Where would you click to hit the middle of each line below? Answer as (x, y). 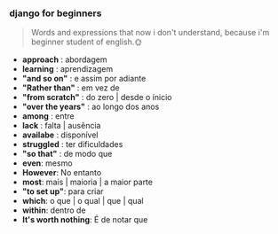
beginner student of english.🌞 (87, 42)
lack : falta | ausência (61, 126)
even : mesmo (47, 163)
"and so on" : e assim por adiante (84, 79)
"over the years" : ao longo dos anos (91, 107)
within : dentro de (54, 210)
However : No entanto (62, 173)
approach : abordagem (64, 59)
